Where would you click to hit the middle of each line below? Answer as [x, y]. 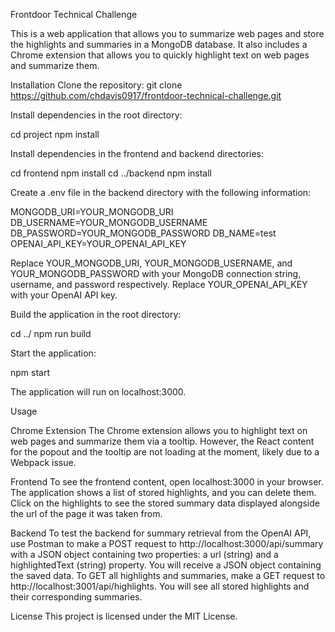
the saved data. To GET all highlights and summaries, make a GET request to [168, 575]
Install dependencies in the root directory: [96, 115]
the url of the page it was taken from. [86, 513]
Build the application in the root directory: [96, 314]
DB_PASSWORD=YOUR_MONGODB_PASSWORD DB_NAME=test [143, 233]
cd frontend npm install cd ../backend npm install [111, 173]
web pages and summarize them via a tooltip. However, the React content [162, 441]
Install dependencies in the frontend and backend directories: [137, 153]
